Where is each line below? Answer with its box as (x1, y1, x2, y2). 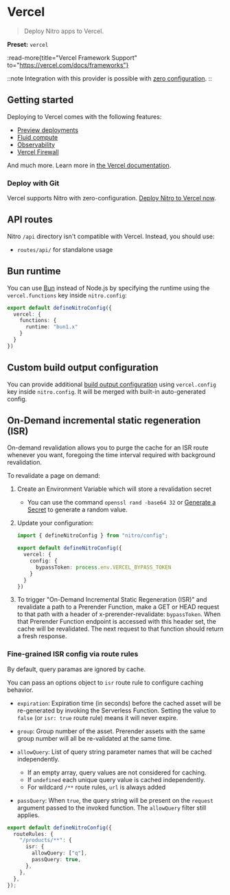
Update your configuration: (16, 519, 94, 527)
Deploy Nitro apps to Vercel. (23, 27, 104, 35)
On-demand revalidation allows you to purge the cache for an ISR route (7, 443, 209, 452)
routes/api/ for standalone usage (16, 245, 113, 253)
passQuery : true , (32, 856, 81, 863)
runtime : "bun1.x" (25, 324, 78, 330)
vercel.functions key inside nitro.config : (7, 291, 127, 299)
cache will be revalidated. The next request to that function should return (16, 624, 224, 633)
